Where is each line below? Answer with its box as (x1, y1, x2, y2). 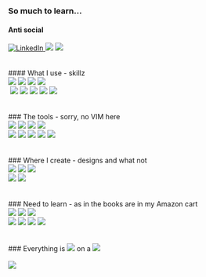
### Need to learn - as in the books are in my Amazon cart (8, 199, 198, 209)
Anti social (8, 25, 44, 35)
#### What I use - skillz (8, 68, 85, 78)
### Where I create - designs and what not (8, 155, 147, 166)
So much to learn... (8, 5, 82, 16)
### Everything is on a (8, 244, 92, 253)
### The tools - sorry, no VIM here (8, 112, 121, 122)
